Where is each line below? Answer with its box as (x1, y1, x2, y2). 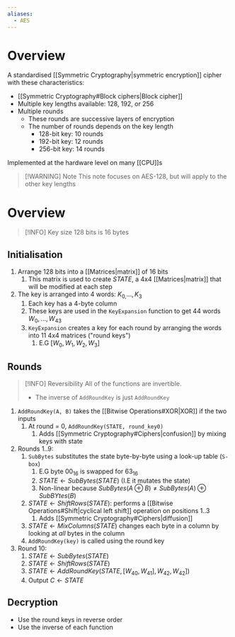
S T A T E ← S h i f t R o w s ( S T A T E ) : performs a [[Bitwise (28, 499, 173, 507)
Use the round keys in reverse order (17, 615, 123, 624)
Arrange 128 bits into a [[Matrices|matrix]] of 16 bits (17, 267, 168, 276)
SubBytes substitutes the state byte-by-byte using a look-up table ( (28, 452, 222, 461)
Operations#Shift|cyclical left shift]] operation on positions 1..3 (28, 507, 210, 515)
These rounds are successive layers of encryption (28, 115, 175, 123)
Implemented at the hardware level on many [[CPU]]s (7, 159, 163, 167)
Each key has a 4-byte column (28, 299, 117, 308)
